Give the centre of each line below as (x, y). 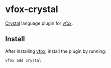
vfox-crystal (32, 9)
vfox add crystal (23, 60)
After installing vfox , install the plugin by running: (56, 51)
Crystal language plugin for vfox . (39, 23)
